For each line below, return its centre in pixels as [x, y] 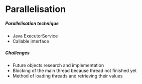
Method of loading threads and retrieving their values [67, 76]
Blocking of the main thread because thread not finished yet [75, 70]
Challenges [18, 52]
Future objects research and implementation [58, 65]
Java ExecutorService [35, 36]
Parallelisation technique [32, 23]
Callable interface [31, 41]
